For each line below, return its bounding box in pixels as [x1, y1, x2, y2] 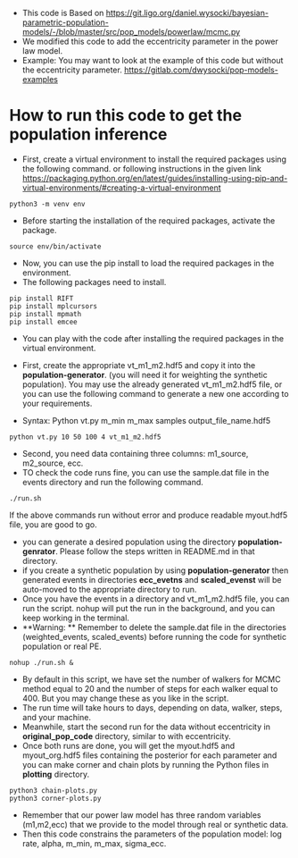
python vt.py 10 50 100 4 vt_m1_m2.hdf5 [9, 433, 162, 442]
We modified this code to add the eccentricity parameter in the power [21, 36, 279, 46]
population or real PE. [21, 641, 102, 652]
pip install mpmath [9, 309, 82, 318]
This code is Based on [21, 8, 104, 18]
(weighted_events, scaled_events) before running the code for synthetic [21, 631, 287, 642]
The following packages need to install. [21, 276, 167, 287]
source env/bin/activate [9, 241, 102, 251]
